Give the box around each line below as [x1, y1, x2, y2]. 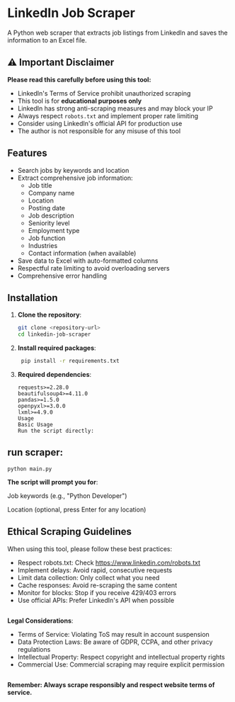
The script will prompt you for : [7, 477, 98, 486]
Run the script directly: [17, 427, 94, 434]
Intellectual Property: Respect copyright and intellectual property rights [17, 653, 225, 662]
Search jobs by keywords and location [17, 166, 130, 174]
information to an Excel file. [7, 35, 87, 44]
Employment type [28, 226, 80, 234]
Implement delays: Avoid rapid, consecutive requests [17, 565, 172, 574]
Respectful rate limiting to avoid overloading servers [17, 264, 170, 272]
